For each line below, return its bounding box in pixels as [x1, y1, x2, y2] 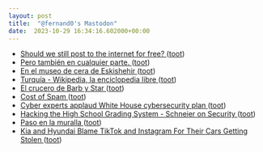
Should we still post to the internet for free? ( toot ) [19, 49, 185, 59]
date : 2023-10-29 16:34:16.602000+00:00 [8, 27, 151, 35]
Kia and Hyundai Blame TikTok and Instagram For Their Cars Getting [19, 126, 248, 136]
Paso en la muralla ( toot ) [19, 118, 103, 128]
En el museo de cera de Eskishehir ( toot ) [19, 66, 156, 76]
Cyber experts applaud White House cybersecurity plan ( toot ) [19, 100, 227, 110]
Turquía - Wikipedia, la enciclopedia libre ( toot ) [19, 74, 177, 85]
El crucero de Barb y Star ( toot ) [19, 83, 125, 93]
